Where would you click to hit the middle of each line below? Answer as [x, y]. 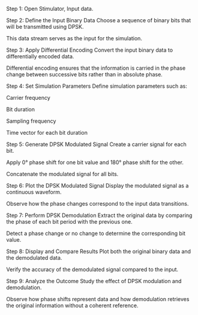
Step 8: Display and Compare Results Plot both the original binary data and [98, 251]
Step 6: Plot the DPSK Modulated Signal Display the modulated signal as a [97, 185]
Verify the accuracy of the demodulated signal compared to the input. [92, 269]
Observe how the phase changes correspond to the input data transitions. [97, 203]
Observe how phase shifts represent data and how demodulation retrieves [98, 299]
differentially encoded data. [40, 56]
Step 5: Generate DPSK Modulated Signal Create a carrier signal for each [97, 144]
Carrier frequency [28, 98]
